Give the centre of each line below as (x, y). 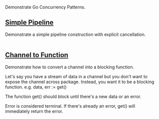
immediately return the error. (34, 111)
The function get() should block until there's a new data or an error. (73, 96)
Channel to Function (37, 55)
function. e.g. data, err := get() (36, 87)
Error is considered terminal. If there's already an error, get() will (70, 106)
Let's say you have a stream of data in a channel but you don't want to (76, 76)
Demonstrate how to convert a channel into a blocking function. (70, 67)
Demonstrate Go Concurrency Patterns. (45, 7)
